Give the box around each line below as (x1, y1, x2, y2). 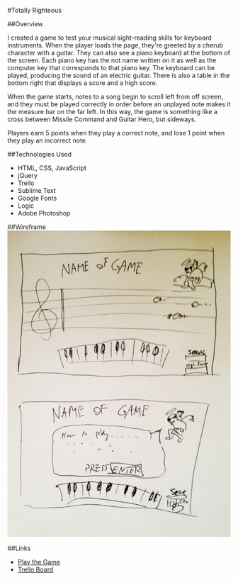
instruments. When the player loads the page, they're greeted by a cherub (7, 41, 224, 49)
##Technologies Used (7, 150, 72, 158)
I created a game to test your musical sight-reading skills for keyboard (7, 33, 212, 42)
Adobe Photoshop (17, 209, 71, 217)
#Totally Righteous (7, 6, 62, 14)
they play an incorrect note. (7, 136, 88, 145)
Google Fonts (17, 194, 57, 202)
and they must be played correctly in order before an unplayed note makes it (7, 100, 231, 108)
